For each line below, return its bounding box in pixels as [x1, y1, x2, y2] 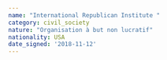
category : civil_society [8, 19, 90, 26]
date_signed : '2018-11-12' [8, 41, 97, 48]
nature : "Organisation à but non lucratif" [8, 26, 154, 34]
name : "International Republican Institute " [8, 11, 160, 19]
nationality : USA [8, 33, 65, 41]
